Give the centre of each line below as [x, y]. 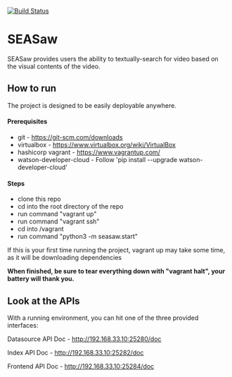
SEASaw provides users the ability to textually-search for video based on [113, 58]
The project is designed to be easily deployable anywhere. [92, 105]
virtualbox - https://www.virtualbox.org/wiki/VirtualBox [96, 144]
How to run [32, 88]
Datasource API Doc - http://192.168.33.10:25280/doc [84, 339]
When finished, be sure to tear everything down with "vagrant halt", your [116, 271]
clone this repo [39, 199]
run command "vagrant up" [57, 214]
